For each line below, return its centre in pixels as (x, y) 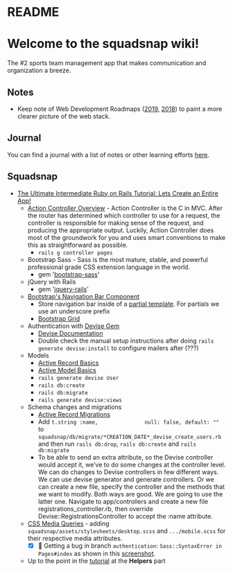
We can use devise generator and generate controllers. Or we (126, 479)
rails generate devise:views (80, 400)
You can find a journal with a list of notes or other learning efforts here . (109, 155)
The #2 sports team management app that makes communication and (107, 63)
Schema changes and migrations (75, 407)
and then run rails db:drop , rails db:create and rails (117, 444)
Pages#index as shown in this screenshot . (97, 553)
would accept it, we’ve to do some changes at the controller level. (132, 465)
